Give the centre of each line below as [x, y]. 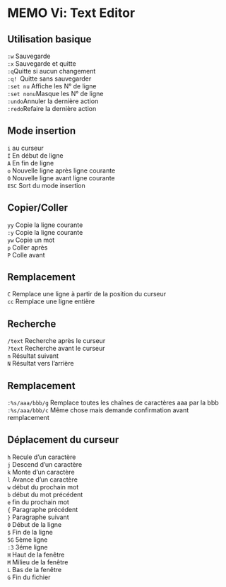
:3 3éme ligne [28, 547]
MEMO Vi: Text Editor [71, 13]
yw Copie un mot [31, 240]
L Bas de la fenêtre [35, 569]
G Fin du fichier [29, 577]
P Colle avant [26, 255]
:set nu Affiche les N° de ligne [52, 86]
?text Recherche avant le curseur [56, 349]
